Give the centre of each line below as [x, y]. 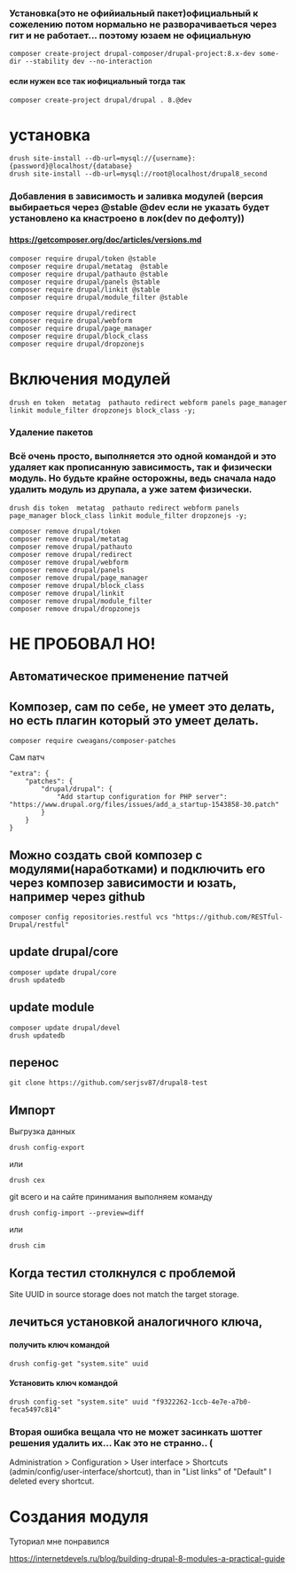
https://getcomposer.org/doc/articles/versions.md [105, 239]
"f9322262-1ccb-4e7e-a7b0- [202, 1402]
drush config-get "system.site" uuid [79, 1364]
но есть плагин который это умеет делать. [134, 720]
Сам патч [27, 757]
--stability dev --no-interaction [89, 62]
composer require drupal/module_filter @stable [99, 297]
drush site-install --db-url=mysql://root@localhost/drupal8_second [138, 174]
